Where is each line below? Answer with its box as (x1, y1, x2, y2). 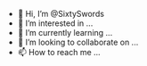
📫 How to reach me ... (17, 47, 101, 57)
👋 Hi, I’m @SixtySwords (17, 9, 105, 19)
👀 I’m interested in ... (17, 18, 94, 29)
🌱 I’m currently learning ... (17, 28, 113, 37)
